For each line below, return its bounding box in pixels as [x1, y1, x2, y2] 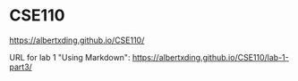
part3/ [9, 61, 33, 72]
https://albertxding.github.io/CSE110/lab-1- [132, 52, 289, 62]
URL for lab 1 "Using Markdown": [9, 52, 131, 62]
